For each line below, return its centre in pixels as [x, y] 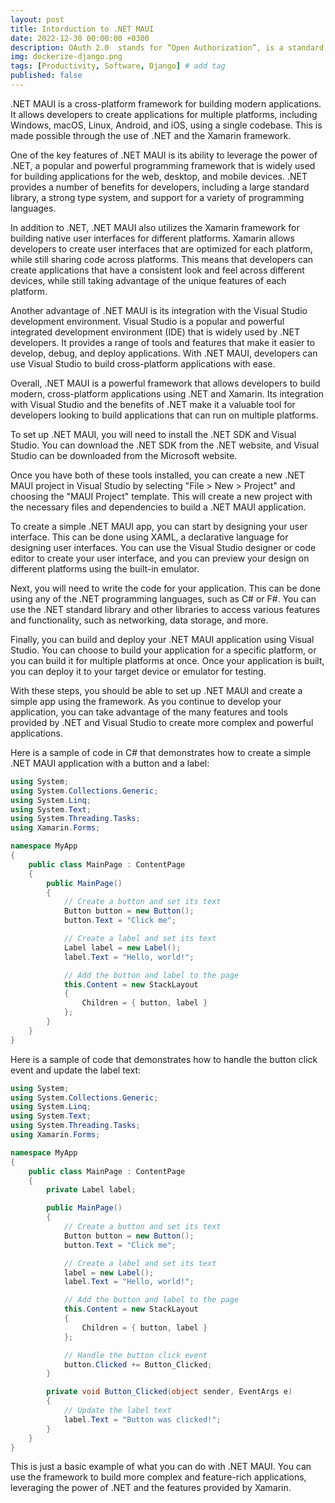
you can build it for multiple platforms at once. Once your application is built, [167, 660]
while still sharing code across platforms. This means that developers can [162, 259]
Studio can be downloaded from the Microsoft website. [124, 455]
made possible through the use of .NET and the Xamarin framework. [151, 135]
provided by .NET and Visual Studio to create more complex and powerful [162, 722]
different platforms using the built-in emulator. [105, 568]
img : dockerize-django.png [66, 57]
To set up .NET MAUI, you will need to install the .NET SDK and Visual [153, 434]
